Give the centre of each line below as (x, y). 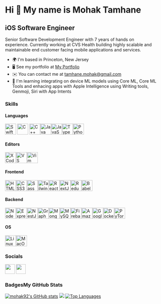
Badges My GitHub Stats (34, 285)
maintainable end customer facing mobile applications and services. (73, 50)
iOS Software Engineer (40, 28)
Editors (13, 144)
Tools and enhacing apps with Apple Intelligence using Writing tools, (80, 86)
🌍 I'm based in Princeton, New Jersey (50, 59)
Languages (16, 116)
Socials (14, 256)
